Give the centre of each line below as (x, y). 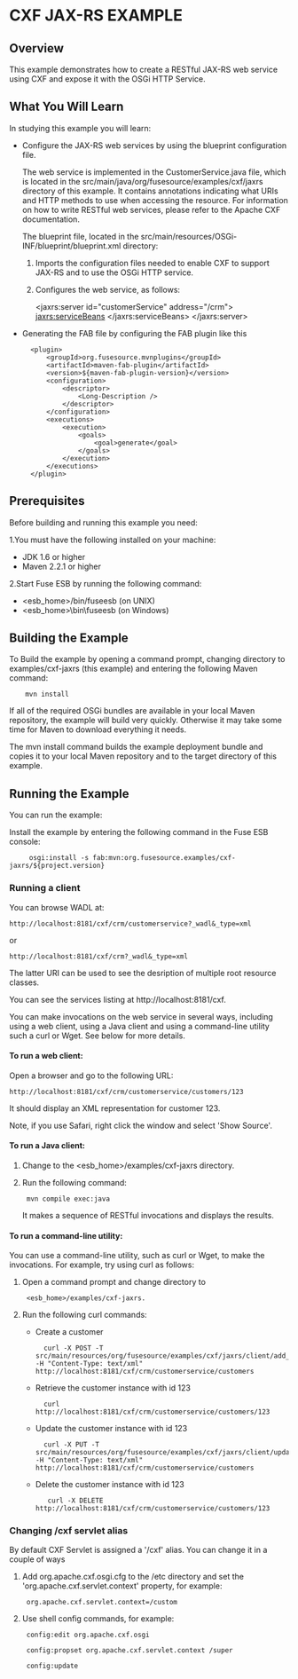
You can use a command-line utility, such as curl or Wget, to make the (137, 1256)
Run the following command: (74, 1182)
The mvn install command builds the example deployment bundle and (136, 747)
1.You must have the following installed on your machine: (113, 540)
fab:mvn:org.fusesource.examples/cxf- (165, 858)
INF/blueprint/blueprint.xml (71, 246)
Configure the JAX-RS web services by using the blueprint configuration (154, 145)
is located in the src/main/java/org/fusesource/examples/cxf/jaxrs (142, 181)
